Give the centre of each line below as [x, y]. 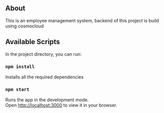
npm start [17, 89]
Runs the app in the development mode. [47, 100]
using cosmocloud [25, 26]
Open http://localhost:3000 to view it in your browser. [61, 105]
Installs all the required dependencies [44, 77]
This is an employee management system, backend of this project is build [82, 20]
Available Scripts [32, 42]
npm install [20, 66]
